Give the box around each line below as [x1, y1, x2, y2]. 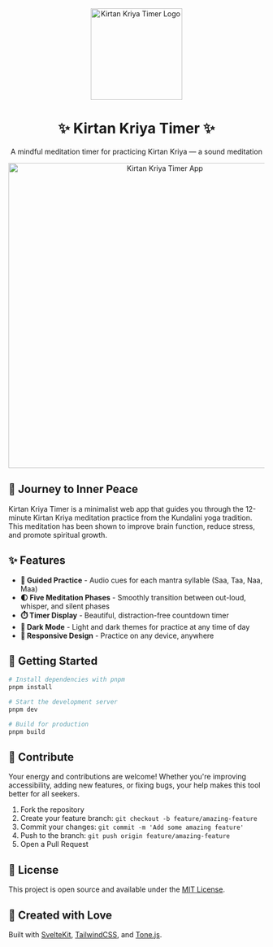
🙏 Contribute [8, 750, 75, 764]
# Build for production [8, 720, 89, 728]
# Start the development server [8, 698, 118, 706]
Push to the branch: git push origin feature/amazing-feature [19, 831, 230, 840]
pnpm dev [8, 705, 38, 714]
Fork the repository [19, 805, 85, 814]
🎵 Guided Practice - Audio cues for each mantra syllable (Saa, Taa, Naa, [19, 575, 263, 585]
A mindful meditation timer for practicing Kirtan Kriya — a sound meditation [11, 146, 262, 156]
